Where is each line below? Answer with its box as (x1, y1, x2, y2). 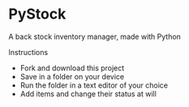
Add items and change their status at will (19, 88, 157, 98)
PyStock (8, 5, 67, 24)
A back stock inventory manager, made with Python (8, 32, 181, 41)
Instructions (8, 47, 49, 57)
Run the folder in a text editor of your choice (19, 80, 169, 90)
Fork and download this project (19, 62, 125, 73)
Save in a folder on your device (19, 71, 124, 81)
